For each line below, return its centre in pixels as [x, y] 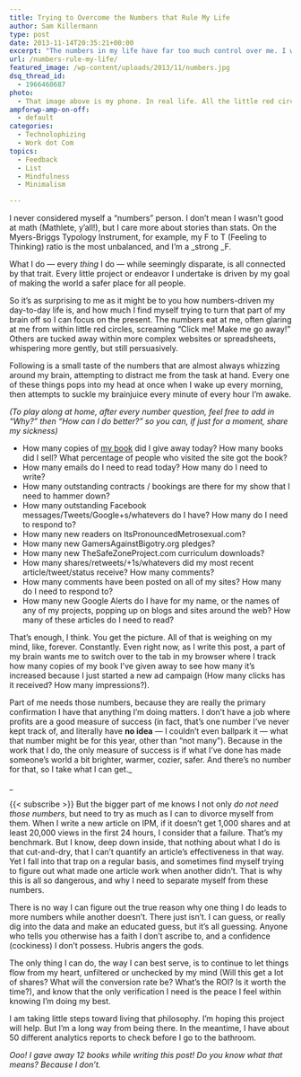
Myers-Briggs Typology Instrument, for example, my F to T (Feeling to [138, 237]
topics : [24, 151]
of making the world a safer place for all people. [98, 283]
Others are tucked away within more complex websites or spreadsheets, [142, 339]
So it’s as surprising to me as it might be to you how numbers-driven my [142, 301]
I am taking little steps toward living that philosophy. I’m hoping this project [147, 1019]
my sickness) [34, 431]
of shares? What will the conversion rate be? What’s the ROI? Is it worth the [148, 982]
